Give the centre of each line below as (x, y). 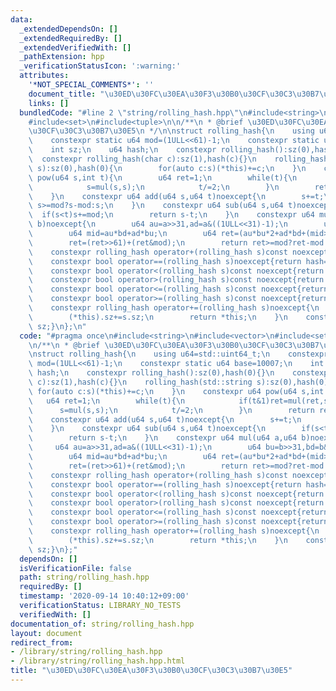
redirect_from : (42, 642)
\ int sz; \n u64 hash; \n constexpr (122, 150)
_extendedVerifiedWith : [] (75, 47)
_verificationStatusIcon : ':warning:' (100, 66)
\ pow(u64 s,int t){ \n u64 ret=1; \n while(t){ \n (163, 177)
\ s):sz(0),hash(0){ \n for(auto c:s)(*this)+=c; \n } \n (167, 168)
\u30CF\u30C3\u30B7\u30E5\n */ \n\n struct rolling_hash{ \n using (171, 131)
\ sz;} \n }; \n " (57, 326)
